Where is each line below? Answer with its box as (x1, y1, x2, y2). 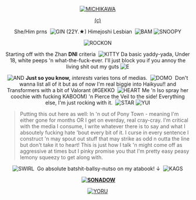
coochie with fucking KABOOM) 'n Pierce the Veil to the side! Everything (11, 93, 185, 100)
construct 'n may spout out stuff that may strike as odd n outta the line (19, 135, 190, 142)
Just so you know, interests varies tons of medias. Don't (25, 75, 188, 81)
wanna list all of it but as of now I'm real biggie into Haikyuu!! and (19, 80, 177, 87)
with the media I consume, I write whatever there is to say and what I (19, 123, 185, 129)
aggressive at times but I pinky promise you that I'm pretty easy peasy (19, 148, 190, 155)
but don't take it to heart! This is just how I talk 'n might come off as (19, 142, 183, 148)
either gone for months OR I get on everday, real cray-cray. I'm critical (19, 117, 188, 124)
